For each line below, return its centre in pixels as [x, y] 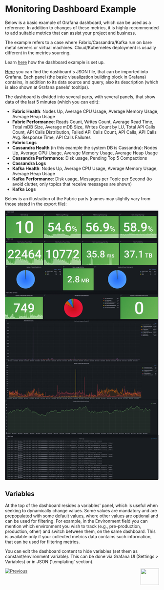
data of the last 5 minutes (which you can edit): [52, 102]
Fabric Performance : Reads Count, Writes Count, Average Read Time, [83, 122]
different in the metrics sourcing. [38, 53]
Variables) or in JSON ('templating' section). [49, 561]
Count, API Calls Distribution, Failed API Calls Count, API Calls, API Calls [84, 132]
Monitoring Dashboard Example [71, 9]
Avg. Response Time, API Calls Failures [51, 137]
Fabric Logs [24, 142]
